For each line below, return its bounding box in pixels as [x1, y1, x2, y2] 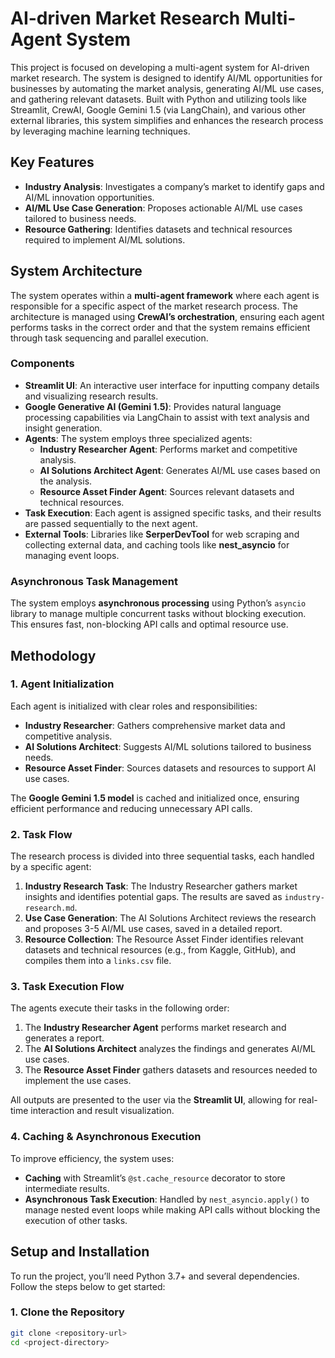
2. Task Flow [10, 827, 73, 841]
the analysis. [39, 475, 93, 487]
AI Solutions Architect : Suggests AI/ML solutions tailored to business [24, 740, 312, 752]
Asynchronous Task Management [10, 574, 178, 588]
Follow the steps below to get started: [10, 1280, 166, 1292]
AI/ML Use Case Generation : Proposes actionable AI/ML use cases [24, 202, 303, 214]
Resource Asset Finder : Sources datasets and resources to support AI [24, 762, 317, 774]
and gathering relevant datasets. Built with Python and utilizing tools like [10, 93, 307, 105]
